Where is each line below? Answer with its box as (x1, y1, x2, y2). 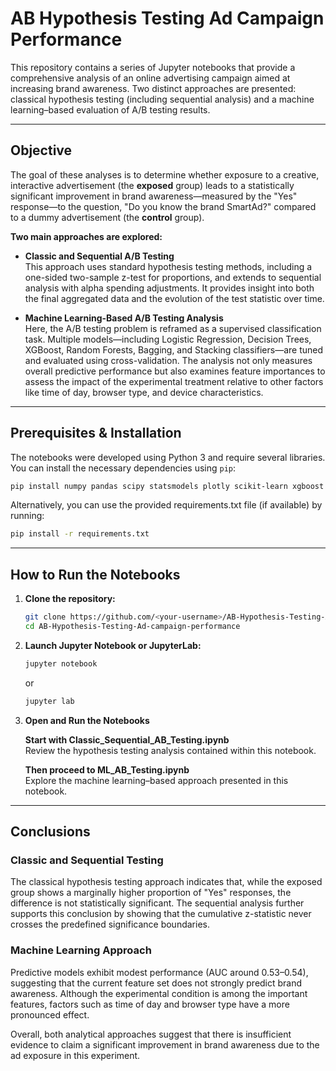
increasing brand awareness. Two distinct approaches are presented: (10, 82, 297, 94)
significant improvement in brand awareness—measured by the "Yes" (10, 190, 298, 202)
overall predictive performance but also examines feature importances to (24, 365, 326, 377)
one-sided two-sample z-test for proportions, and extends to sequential (24, 271, 322, 283)
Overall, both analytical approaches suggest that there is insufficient (10, 1028, 292, 1040)
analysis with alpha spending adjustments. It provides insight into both (24, 282, 315, 294)
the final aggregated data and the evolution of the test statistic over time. (24, 292, 325, 304)
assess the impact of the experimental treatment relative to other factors (24, 375, 324, 387)
